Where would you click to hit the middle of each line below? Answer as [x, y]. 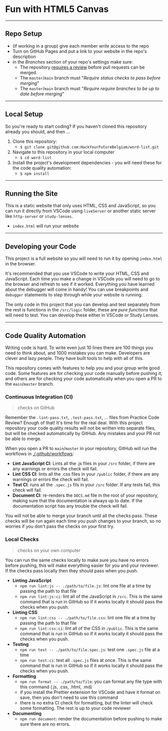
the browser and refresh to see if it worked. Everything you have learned [80, 284]
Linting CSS [25, 612]
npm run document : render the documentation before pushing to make [91, 718]
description [24, 57]
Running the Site [31, 194]
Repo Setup [24, 34]
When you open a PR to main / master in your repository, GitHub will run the [81, 449]
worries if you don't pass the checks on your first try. [60, 526]
